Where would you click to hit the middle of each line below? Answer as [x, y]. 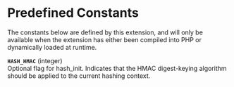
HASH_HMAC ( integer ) [35, 60]
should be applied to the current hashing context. [79, 76]
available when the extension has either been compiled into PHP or [105, 39]
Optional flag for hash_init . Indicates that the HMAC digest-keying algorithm [117, 68]
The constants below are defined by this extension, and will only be [105, 32]
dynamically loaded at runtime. [52, 47]
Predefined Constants [73, 13]
